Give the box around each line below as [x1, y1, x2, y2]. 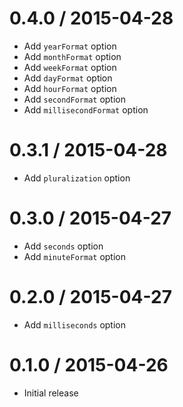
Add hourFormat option [23, 82, 117, 94]
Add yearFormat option [23, 40, 117, 52]
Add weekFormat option [23, 61, 117, 73]
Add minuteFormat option [23, 250, 126, 262]
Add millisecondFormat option [23, 103, 149, 116]
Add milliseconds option [23, 318, 126, 331]
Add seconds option [23, 240, 104, 252]
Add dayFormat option [23, 72, 113, 84]
